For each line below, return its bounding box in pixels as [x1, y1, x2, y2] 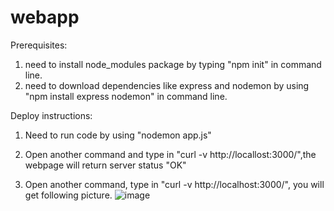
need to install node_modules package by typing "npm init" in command [24, 58, 322, 70]
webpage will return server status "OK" [24, 159, 187, 171]
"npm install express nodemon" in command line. [24, 90, 228, 102]
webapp [10, 6, 80, 29]
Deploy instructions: [10, 109, 93, 121]
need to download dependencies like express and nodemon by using [24, 79, 310, 91]
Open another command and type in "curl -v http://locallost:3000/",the [24, 148, 317, 160]
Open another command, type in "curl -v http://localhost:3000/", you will [24, 178, 325, 190]
